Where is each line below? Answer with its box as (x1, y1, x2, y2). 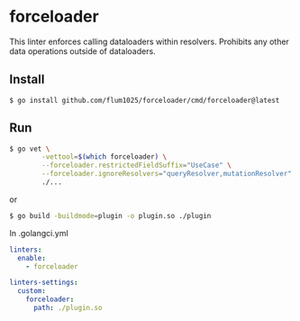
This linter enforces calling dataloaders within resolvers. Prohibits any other (9, 36, 290, 47)
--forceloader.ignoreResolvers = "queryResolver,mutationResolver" (41, 170, 293, 179)
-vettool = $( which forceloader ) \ (41, 152, 168, 161)
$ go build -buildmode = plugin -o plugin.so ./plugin (9, 211, 212, 220)
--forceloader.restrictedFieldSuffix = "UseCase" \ (41, 160, 232, 170)
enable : (17, 253, 47, 262)
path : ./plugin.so (32, 304, 103, 313)
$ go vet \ (9, 144, 50, 153)
